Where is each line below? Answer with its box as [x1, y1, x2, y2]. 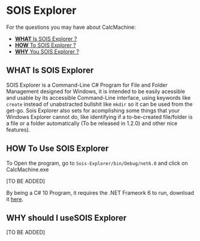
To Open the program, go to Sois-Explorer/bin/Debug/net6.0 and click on [6, 159, 188, 166]
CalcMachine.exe [6, 166, 49, 173]
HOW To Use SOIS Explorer [6, 144, 109, 154]
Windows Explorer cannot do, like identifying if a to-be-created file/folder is [6, 113, 193, 120]
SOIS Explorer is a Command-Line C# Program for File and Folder [6, 81, 168, 88]
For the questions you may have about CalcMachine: [6, 23, 136, 31]
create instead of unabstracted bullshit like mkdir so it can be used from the [6, 100, 193, 108]
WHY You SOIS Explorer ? [14, 47, 80, 55]
